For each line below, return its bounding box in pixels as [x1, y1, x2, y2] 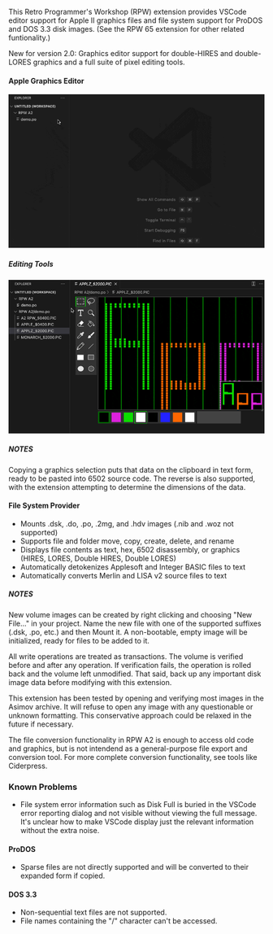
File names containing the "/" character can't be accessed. [19, 916, 218, 926]
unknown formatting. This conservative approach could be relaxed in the [8, 710, 252, 720]
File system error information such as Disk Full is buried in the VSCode [19, 800, 257, 810]
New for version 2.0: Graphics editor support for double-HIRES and [8, 49, 233, 58]
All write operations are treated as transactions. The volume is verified [8, 651, 244, 661]
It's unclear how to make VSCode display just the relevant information [19, 817, 254, 827]
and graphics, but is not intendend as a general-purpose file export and [8, 744, 248, 753]
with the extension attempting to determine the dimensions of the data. [8, 482, 246, 491]
